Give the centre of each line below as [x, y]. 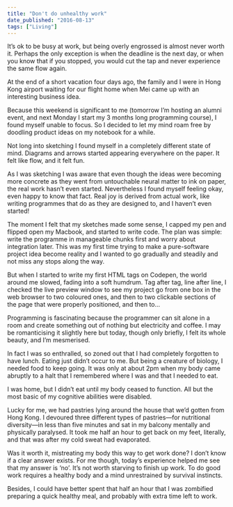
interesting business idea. [44, 97]
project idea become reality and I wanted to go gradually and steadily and [113, 254]
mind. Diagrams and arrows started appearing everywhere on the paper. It [114, 153]
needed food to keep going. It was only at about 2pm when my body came [114, 369]
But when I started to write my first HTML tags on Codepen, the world [107, 275]
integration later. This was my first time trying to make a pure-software [108, 247]
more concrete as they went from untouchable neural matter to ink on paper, [116, 182]
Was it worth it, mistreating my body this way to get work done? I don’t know [117, 453]
